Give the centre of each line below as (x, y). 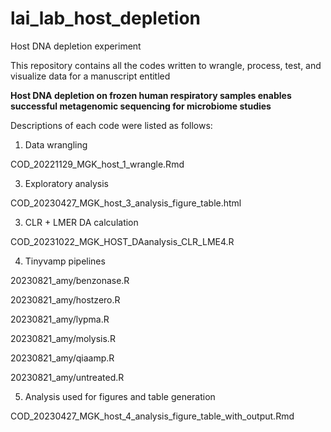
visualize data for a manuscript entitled (90, 76)
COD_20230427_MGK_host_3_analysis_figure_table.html (126, 203)
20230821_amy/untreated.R (67, 377)
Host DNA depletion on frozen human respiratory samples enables (151, 95)
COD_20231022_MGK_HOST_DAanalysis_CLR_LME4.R (122, 241)
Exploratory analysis (66, 183)
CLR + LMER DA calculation (81, 222)
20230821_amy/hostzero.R (65, 299)
